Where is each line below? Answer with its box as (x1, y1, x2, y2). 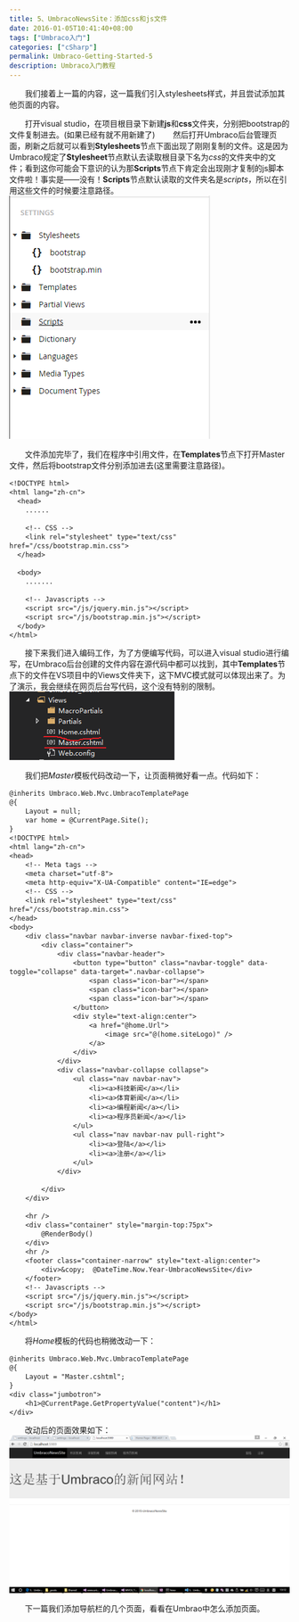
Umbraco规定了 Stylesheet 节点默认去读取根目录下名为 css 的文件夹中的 (9, 152, 269, 162)
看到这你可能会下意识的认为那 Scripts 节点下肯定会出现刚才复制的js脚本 (24, 163, 285, 173)
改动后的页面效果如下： (24, 1425, 111, 1436)
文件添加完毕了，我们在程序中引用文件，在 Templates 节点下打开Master (24, 449, 286, 459)
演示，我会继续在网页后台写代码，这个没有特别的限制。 (16, 681, 220, 691)
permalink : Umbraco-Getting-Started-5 (9, 52, 153, 62)
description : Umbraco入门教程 (9, 62, 116, 70)
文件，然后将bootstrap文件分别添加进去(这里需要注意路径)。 (9, 460, 230, 470)
